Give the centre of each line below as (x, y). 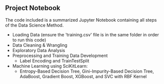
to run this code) (29, 40)
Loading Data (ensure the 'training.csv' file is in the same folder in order (86, 34)
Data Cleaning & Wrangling (40, 45)
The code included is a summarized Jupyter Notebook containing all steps (81, 20)
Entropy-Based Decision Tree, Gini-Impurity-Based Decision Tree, (87, 71)
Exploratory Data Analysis (39, 50)
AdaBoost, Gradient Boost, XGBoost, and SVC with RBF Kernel (83, 76)
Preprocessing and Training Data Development (60, 56)
